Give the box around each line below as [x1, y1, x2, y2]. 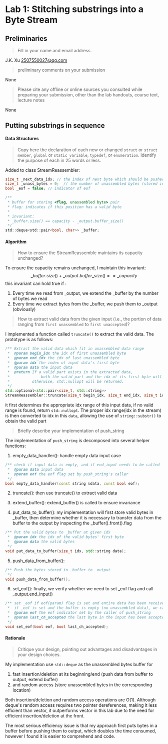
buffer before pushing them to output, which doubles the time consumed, [5, 727, 156, 734]
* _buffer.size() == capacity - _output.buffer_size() [7, 219, 124, 224]
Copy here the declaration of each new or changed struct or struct [17, 147, 157, 153]
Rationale [5, 635, 25, 641]
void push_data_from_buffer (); [5, 577, 70, 582]
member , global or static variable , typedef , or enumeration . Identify [17, 152, 156, 158]
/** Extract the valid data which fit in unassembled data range [5, 346, 144, 351]
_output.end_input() [12, 591, 53, 597]
